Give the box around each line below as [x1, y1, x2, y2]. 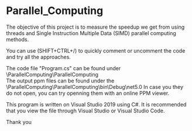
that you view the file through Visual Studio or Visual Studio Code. [6, 107, 165, 114]
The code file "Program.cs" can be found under [6, 64, 121, 71]
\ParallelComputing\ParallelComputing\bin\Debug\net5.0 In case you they [6, 83, 183, 90]
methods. [6, 36, 29, 43]
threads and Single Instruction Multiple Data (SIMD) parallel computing [6, 29, 177, 36]
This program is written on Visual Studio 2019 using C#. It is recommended [6, 101, 187, 108]
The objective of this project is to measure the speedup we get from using [6, 23, 185, 30]
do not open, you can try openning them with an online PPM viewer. [6, 89, 170, 96]
